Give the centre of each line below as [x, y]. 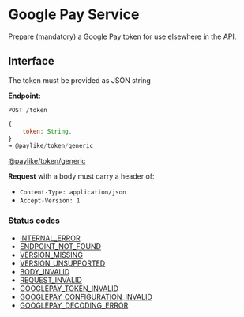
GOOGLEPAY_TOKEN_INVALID [69, 288]
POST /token [28, 110]
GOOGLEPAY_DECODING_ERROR [74, 305]
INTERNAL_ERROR [50, 238]
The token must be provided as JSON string [80, 80]
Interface [31, 61]
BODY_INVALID [45, 271]
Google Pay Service [74, 15]
